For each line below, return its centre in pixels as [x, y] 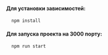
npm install [26, 21]
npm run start [29, 46]
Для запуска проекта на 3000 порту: [54, 34]
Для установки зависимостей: [46, 8]
